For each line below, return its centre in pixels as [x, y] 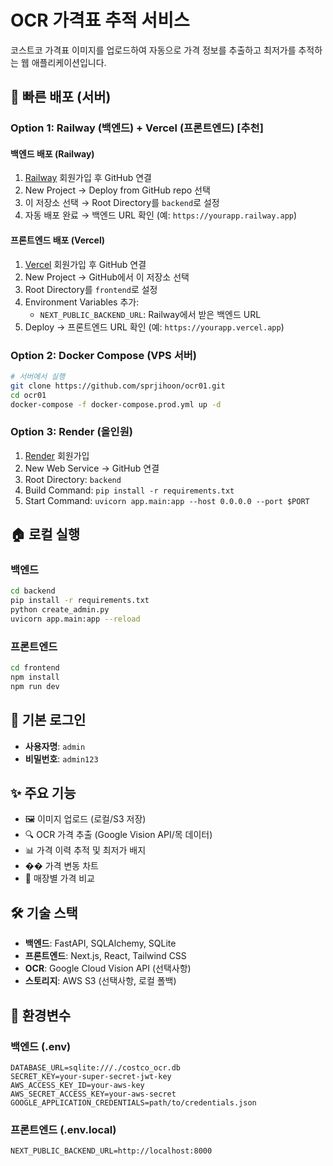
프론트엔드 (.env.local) [63, 1129]
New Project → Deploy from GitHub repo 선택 [117, 190]
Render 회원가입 [57, 455]
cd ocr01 [28, 395]
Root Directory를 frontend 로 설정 [91, 289]
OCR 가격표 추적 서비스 [100, 20]
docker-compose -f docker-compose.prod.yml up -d [116, 404]
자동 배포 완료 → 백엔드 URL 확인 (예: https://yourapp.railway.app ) [161, 215]
